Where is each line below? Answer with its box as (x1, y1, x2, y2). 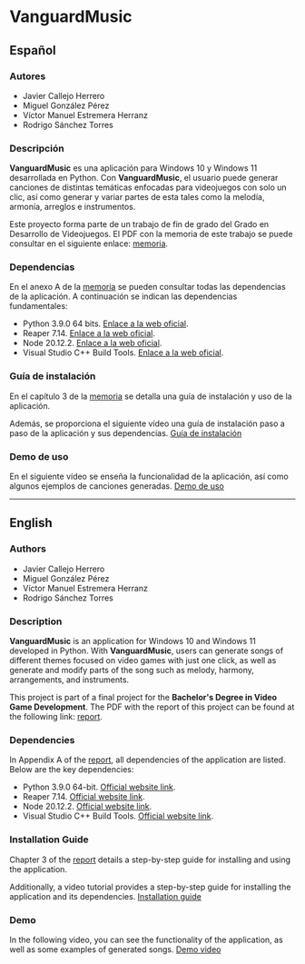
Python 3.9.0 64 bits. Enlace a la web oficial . (22, 318, 189, 329)
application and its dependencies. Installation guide (9, 890, 202, 901)
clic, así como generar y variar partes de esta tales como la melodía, (9, 192, 265, 203)
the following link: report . (9, 711, 103, 722)
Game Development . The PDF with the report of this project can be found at (9, 701, 295, 712)
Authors (9, 542, 47, 555)
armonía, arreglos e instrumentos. (9, 202, 136, 213)
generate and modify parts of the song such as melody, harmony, (9, 665, 254, 676)
